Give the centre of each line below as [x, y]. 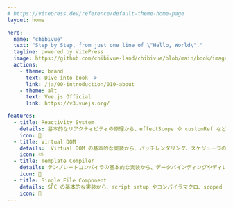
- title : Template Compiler [54, 161]
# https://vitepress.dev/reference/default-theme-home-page [96, 14]
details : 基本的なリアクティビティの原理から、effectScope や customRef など [123, 129]
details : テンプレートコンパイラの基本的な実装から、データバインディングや [116, 168]
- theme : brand [42, 71]
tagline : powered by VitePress [59, 52]
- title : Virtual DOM [45, 142]
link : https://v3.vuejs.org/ [68, 104]
